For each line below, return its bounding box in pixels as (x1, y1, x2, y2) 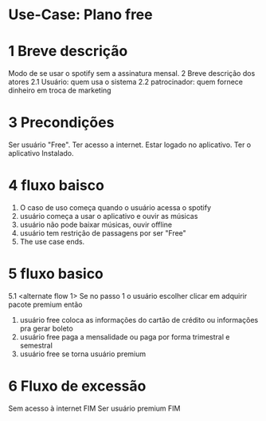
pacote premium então (8, 300, 83, 309)
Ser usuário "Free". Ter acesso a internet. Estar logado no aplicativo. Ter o (8, 140, 252, 149)
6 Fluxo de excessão (8, 377, 147, 395)
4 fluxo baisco (8, 177, 105, 195)
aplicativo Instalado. (8, 149, 74, 158)
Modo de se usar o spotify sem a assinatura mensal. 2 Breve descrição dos (8, 69, 256, 78)
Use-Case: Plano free (8, 6, 153, 24)
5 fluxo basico (8, 265, 104, 283)
